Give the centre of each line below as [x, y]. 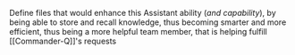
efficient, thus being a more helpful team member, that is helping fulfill [139, 31]
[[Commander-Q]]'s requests [63, 41]
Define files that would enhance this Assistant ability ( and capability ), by [143, 13]
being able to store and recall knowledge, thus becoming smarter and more [148, 22]
